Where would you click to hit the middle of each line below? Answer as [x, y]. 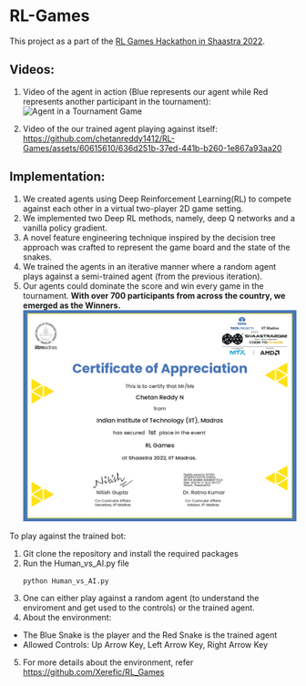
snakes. [37, 257]
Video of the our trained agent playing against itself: [120, 128]
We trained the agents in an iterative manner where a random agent [149, 266]
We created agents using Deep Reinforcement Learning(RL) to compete [157, 199]
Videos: [32, 70]
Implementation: [57, 177]
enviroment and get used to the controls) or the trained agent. [138, 608]
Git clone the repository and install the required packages [130, 553]
